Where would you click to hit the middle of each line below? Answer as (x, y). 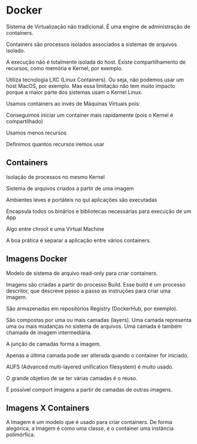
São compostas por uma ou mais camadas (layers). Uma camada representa (99, 320)
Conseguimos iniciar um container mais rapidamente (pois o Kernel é (90, 115)
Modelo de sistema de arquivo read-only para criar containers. (82, 273)
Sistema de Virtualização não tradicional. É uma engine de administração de (98, 27)
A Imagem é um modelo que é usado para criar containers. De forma (89, 422)
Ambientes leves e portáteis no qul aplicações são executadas (82, 200)
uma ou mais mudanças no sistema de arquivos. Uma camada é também (94, 326)
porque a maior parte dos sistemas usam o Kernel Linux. (74, 92)
